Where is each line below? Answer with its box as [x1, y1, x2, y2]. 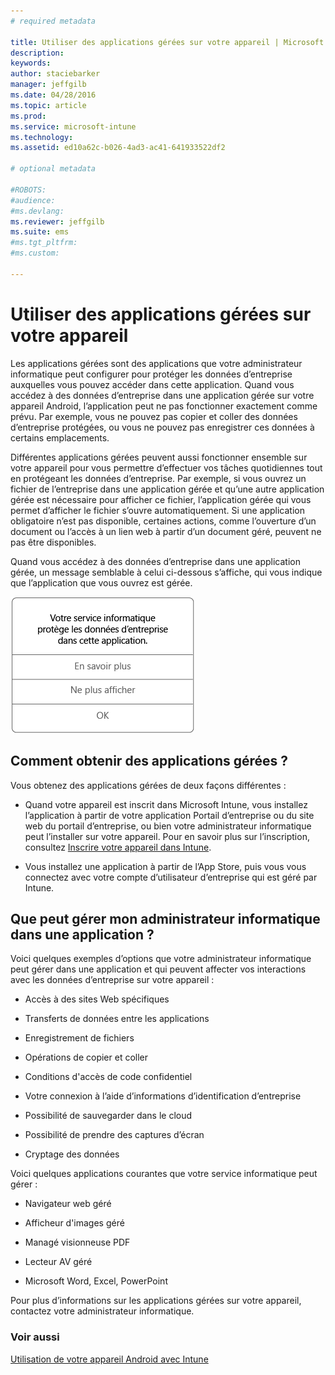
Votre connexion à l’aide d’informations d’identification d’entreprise [24, 1090, 302, 1102]
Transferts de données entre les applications [24, 1013, 210, 1025]
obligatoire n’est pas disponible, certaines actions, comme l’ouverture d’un [10, 515, 317, 527]
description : [10, 48, 65, 58]
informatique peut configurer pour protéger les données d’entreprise [10, 368, 293, 380]
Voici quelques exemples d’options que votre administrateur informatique [10, 953, 312, 965]
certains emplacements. [10, 431, 110, 444]
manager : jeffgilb [10, 80, 87, 90]
